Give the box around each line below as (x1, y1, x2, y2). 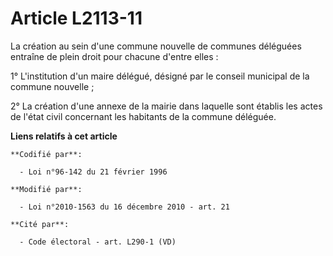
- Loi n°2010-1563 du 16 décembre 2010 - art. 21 (19, 202, 230, 212)
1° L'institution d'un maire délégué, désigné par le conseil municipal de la (10, 70, 310, 82)
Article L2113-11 (10, 7, 143, 30)
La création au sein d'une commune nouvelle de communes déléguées (10, 40, 302, 52)
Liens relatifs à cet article (10, 130, 118, 142)
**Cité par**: (10, 219, 70, 229)
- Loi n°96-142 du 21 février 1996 (19, 167, 168, 177)
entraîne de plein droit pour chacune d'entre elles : (10, 50, 219, 62)
